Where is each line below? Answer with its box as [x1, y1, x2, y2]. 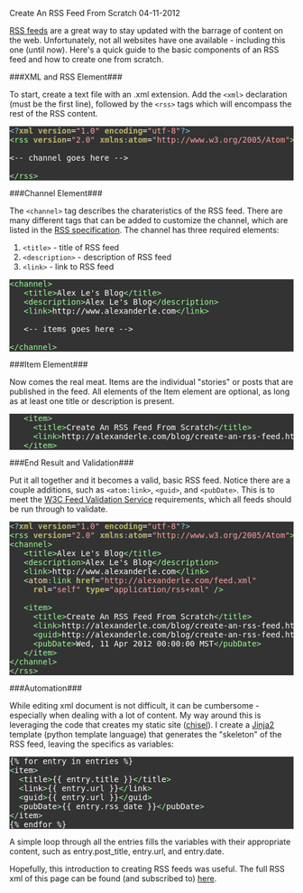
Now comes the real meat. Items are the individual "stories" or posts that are [9, 377, 294, 387]
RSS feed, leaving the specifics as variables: [9, 738, 174, 749]
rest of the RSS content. [9, 108, 98, 118]
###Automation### [9, 682, 83, 693]
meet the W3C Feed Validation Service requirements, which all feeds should [9, 494, 292, 504]
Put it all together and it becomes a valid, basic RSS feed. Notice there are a [9, 475, 291, 485]
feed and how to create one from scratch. [9, 54, 164, 64]
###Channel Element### [9, 188, 103, 198]
